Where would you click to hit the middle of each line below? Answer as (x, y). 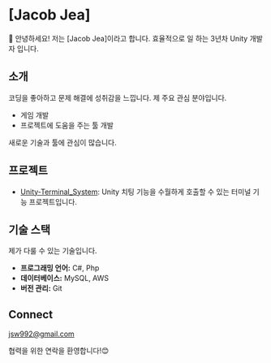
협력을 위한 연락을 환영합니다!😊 (59, 351)
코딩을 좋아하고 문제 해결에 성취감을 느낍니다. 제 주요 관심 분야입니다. (118, 97)
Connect (31, 314)
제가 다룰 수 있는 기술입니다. (53, 251)
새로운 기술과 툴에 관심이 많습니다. (62, 142)
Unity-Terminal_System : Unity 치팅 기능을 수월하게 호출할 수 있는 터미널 (135, 192)
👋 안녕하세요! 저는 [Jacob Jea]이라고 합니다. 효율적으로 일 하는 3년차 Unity (128, 38)
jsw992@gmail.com (41, 334)
